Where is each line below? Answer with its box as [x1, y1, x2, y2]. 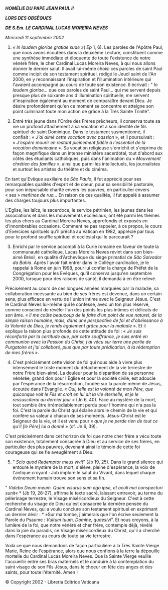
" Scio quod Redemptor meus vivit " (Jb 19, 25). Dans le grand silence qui [12, 459, 163, 465]
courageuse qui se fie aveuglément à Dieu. [5, 449, 94, 455]
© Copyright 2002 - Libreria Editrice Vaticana [5, 579, 99, 585]
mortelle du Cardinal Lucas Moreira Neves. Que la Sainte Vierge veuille [5, 553, 151, 559]
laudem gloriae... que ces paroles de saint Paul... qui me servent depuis [12, 87, 161, 93]
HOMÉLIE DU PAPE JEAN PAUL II [5, 6, 74, 11]
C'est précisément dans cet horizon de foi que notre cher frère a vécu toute [5, 433, 161, 439]
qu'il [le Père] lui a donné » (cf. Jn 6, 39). [12, 424, 97, 429]
